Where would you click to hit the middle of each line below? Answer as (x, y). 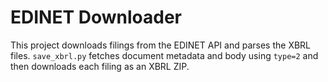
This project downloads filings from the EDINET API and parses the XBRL (161, 45)
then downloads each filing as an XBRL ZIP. (100, 66)
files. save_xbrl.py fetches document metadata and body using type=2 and (164, 55)
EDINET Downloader (96, 17)
